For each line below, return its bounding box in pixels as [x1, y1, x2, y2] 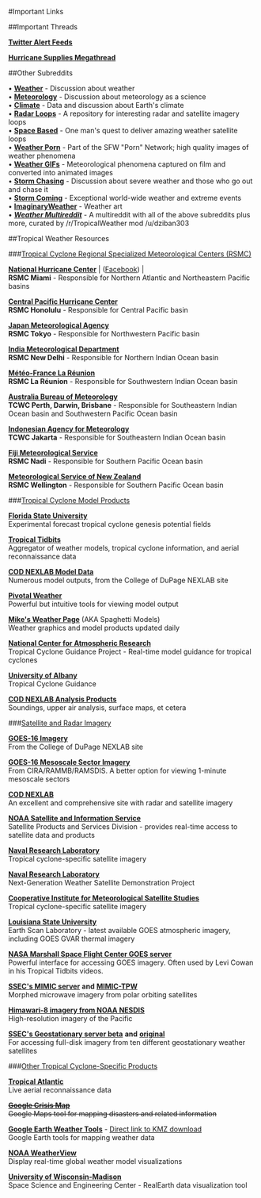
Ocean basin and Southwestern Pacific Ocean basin [8, 409, 178, 418]
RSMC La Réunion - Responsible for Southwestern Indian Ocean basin [8, 377, 238, 386]
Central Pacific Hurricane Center [8, 297, 119, 306]
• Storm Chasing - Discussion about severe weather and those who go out [8, 176, 253, 186]
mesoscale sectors [8, 774, 70, 784]
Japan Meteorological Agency [8, 321, 109, 330]
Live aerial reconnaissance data [8, 1085, 112, 1094]
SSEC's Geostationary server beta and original [8, 1029, 165, 1039]
